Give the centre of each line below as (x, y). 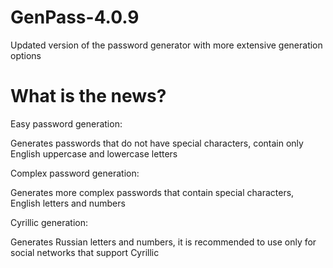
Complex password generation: (75, 173)
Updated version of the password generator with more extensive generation (166, 45)
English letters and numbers (68, 203)
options (26, 55)
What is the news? (88, 96)
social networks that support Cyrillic (85, 252)
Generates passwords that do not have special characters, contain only (157, 143)
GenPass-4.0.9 (75, 17)
